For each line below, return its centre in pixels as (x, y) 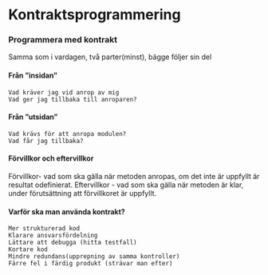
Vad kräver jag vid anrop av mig (64, 92)
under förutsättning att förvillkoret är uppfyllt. (83, 193)
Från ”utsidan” (33, 117)
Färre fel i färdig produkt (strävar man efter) (91, 264)
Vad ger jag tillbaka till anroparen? (73, 99)
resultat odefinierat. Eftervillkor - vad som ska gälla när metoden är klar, (126, 185)
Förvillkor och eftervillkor (51, 158)
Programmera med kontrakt (63, 40)
